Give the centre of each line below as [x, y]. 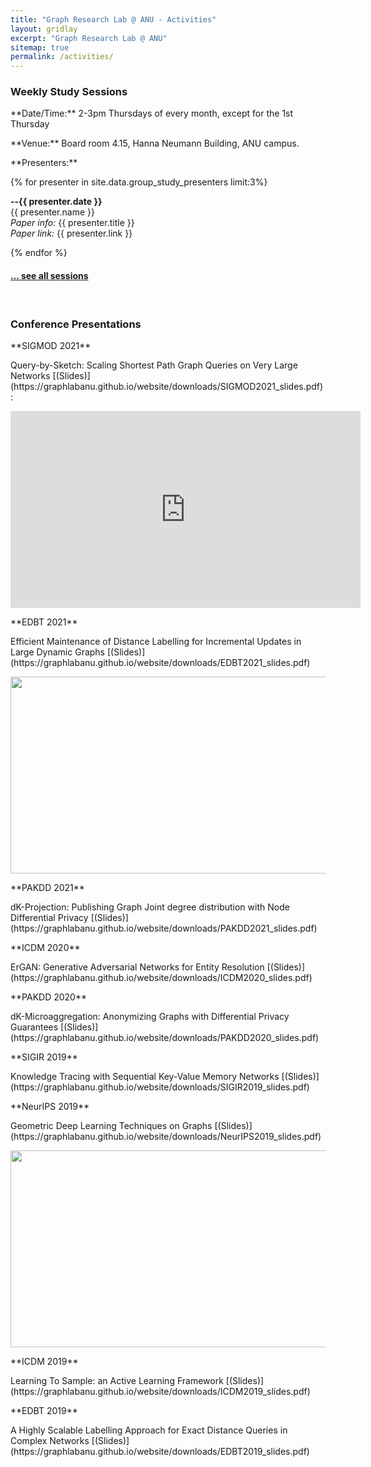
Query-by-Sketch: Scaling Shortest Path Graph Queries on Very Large [154, 365]
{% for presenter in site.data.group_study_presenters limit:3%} [139, 182]
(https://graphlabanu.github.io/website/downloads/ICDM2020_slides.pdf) [161, 977]
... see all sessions [49, 276]
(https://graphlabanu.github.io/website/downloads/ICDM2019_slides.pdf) [160, 1391]
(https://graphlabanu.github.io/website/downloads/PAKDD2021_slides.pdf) [164, 928]
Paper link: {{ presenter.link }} [71, 233]
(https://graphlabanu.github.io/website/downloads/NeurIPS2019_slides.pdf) [166, 1136]
